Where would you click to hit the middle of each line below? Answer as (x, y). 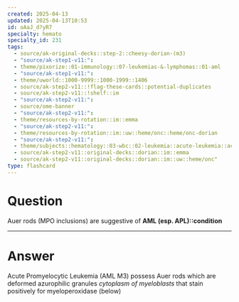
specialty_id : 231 (34, 41)
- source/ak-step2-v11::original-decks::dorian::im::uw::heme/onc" (116, 160)
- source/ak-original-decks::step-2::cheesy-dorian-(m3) (100, 54)
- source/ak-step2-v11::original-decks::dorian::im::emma (102, 153)
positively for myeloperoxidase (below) (64, 291)
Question (35, 201)
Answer (31, 256)
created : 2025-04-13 (38, 14)
